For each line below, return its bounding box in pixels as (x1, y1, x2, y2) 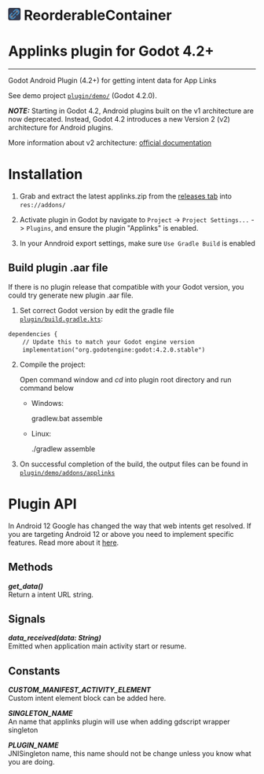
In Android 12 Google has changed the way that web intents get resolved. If (8, 520, 251, 531)
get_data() (8, 581, 43, 590)
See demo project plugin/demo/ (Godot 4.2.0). (8, 91, 157, 100)
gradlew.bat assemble (31, 414, 103, 423)
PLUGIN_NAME (8, 740, 59, 750)
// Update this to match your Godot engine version (22, 338, 195, 346)
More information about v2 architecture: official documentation (8, 138, 212, 148)
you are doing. (8, 758, 55, 767)
